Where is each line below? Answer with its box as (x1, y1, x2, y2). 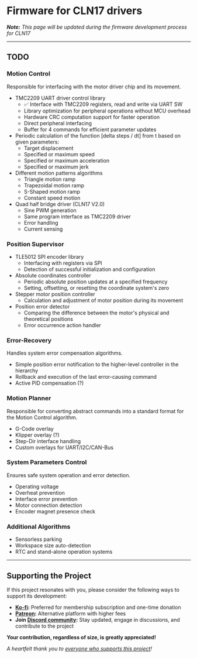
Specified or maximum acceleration (23, 157, 110, 164)
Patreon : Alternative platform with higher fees (15, 610, 126, 617)
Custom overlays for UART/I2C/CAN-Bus (15, 444, 113, 451)
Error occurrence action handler (23, 321, 102, 328)
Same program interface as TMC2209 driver (23, 213, 131, 220)
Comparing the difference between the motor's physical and (23, 309, 170, 316)
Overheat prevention (15, 489, 65, 496)
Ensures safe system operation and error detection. (6, 471, 131, 478)
